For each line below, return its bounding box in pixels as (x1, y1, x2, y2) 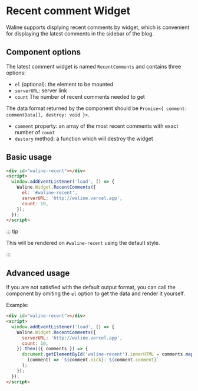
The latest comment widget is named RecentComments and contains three (6, 63, 181, 70)
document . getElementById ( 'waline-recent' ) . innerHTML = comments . (21, 351, 186, 357)
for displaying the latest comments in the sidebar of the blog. (6, 30, 154, 37)
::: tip (6, 228, 19, 235)
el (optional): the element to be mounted (14, 80, 114, 88)
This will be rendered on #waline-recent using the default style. (6, 240, 160, 247)
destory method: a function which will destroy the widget (14, 135, 153, 142)
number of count (14, 128, 55, 135)
